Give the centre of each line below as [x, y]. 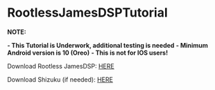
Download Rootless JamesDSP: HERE [61, 66]
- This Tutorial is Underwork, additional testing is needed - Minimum [108, 45]
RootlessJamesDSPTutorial [87, 13]
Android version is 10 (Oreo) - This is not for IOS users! [88, 53]
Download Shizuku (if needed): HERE [60, 79]
